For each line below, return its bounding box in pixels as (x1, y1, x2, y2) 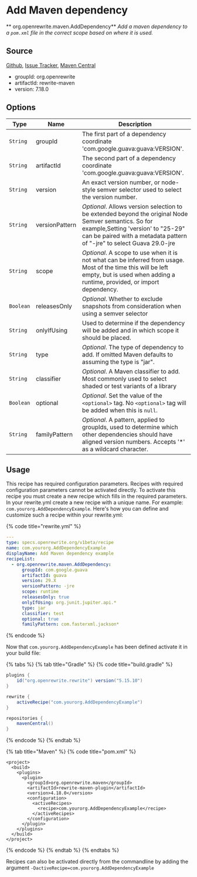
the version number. (81, 193, 138, 201)
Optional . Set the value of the (81, 391, 162, 399)
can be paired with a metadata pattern (81, 232, 188, 240)
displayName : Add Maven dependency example (6, 550, 114, 556)
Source (6, 46, 33, 56)
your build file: (6, 650, 41, 657)
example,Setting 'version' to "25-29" (81, 224, 185, 232)
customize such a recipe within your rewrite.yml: (6, 511, 123, 519)
